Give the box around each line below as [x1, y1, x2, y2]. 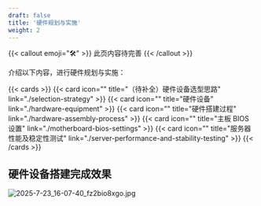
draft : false [8, 11, 51, 20]
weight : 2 [8, 26, 41, 34]
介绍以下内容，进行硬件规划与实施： [8, 68, 126, 77]
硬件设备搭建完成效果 [8, 167, 112, 181]
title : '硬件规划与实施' [8, 19, 81, 27]
